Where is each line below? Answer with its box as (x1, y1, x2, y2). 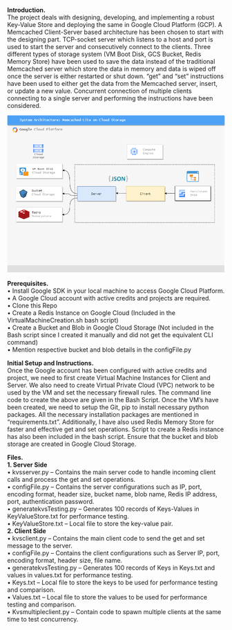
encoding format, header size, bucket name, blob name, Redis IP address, (7, 490, 217, 498)
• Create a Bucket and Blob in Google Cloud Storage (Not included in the (7, 323, 214, 332)
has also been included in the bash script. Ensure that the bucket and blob (7, 433, 219, 441)
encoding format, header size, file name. (7, 557, 123, 565)
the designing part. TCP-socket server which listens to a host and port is (7, 35, 213, 44)
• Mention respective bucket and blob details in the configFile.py (7, 345, 192, 354)
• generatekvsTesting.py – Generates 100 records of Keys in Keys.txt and (7, 564, 215, 572)
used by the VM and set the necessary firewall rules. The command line (7, 388, 212, 397)
